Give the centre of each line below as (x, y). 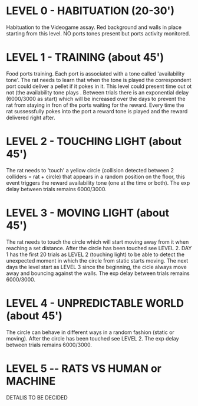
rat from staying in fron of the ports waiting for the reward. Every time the (95, 105)
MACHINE (31, 381)
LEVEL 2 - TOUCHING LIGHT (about (94, 141)
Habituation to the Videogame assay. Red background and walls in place (94, 27)
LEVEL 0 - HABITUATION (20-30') (90, 11)
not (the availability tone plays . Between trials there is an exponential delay (98, 92)
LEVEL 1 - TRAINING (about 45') (85, 58)
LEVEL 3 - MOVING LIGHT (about (88, 213)
